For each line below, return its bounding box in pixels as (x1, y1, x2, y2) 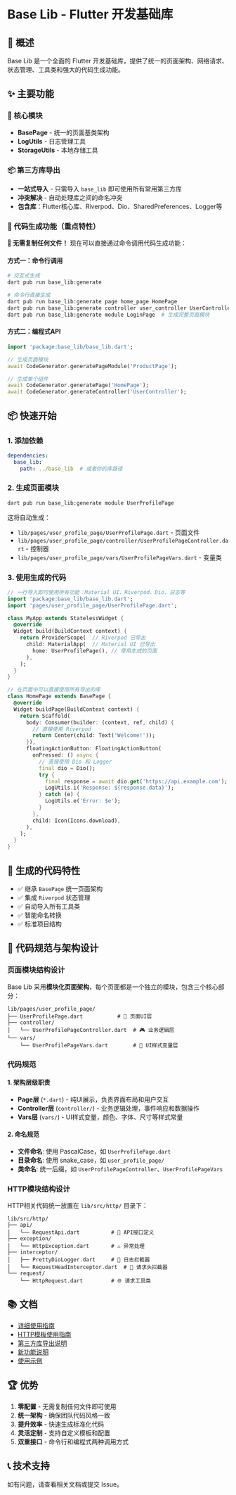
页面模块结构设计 (7, 965, 65, 975)
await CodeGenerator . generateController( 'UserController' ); (7, 389, 188, 396)
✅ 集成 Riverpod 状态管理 (17, 893, 91, 902)
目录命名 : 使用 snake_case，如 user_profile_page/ (17, 1156, 165, 1165)
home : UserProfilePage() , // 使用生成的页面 (32, 647, 157, 655)
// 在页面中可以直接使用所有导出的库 (7, 686, 100, 693)
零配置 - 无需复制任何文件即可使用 (17, 1402, 117, 1411)
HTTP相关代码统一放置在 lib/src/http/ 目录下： (7, 1201, 149, 1210)
